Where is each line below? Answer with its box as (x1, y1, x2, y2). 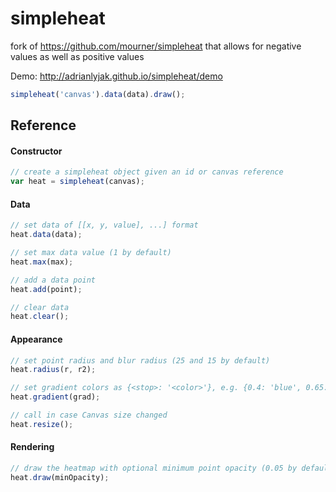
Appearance (10, 333, 63, 345)
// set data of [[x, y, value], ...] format (10, 220, 199, 231)
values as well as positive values (10, 50, 145, 62)
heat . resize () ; (10, 419, 74, 429)
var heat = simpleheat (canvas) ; (10, 177, 145, 187)
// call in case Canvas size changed (10, 410, 168, 421)
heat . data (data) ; (10, 230, 83, 240)
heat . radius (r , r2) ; (10, 365, 97, 375)
